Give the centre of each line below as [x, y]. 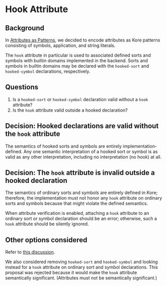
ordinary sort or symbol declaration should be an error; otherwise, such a [81, 219]
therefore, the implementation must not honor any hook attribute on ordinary [84, 198]
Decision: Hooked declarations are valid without [82, 126]
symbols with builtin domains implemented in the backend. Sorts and [77, 61]
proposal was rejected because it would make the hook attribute [71, 273]
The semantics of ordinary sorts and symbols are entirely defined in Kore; [81, 193]
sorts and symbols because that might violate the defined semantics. [77, 204]
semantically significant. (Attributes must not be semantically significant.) [81, 278]
